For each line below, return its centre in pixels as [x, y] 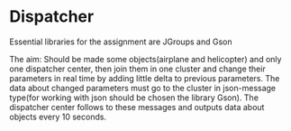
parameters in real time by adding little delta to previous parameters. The [145, 78]
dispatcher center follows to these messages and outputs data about [137, 107]
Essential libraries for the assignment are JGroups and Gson [121, 42]
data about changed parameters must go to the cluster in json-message [143, 88]
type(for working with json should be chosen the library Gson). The [134, 98]
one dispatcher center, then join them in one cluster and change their [137, 69]
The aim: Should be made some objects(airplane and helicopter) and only [145, 59]
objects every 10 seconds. [58, 117]
